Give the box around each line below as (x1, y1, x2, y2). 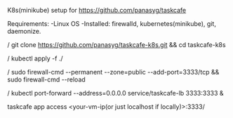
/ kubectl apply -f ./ (7, 54, 63, 63)
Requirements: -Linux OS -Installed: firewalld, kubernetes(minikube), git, (7, 20, 216, 27)
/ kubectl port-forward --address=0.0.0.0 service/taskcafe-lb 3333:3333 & (7, 89, 224, 97)
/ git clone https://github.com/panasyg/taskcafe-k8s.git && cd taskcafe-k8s (7, 41, 226, 48)
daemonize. (7, 27, 41, 35)
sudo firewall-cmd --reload (7, 75, 86, 84)
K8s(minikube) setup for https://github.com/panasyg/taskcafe (7, 6, 187, 14)
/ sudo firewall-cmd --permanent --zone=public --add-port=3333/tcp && (7, 68, 220, 76)
